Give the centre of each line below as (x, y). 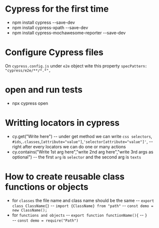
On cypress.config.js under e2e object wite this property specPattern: (76, 66)
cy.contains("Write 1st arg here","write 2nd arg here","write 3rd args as (83, 152)
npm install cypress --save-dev (44, 22)
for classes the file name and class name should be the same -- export (83, 200)
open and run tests (44, 90)
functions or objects (47, 187)
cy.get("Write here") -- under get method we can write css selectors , (82, 136)
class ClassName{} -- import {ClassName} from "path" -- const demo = (83, 206)
